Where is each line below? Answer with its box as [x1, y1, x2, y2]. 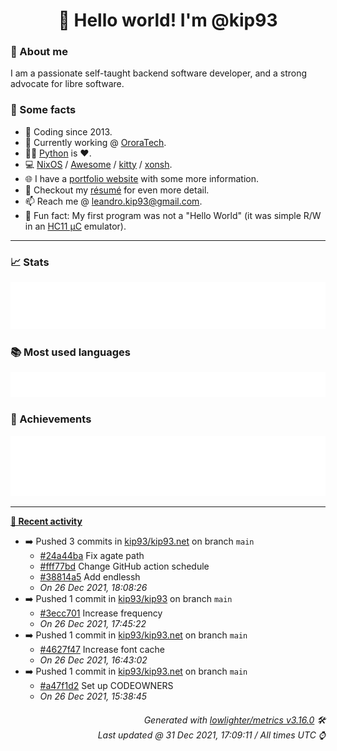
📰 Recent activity [10, 515, 83, 528]
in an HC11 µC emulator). [24, 220, 127, 232]
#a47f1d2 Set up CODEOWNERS [39, 680, 174, 692]
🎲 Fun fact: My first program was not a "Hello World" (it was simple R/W [24, 209, 322, 221]
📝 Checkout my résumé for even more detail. [24, 184, 210, 196]
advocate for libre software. [10, 78, 125, 90]
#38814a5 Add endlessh [39, 571, 141, 583]
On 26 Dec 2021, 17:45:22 [39, 618, 147, 630]
